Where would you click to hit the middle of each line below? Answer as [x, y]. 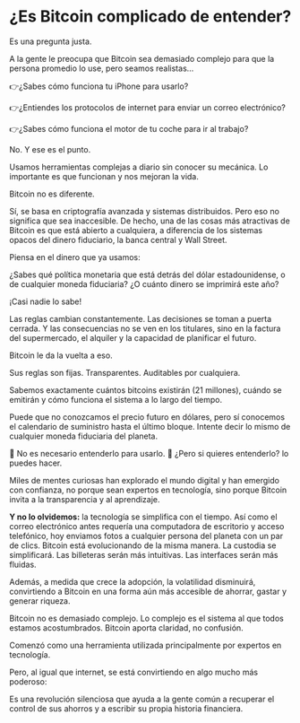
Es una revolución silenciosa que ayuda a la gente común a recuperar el [142, 699]
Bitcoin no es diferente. [52, 194]
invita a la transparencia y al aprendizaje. [85, 499]
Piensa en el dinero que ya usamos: [75, 257]
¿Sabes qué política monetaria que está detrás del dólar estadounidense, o [147, 274]
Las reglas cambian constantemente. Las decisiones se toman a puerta [141, 318]
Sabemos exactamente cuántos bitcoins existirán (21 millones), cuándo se [146, 390]
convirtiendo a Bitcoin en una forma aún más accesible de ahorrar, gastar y [148, 591]
